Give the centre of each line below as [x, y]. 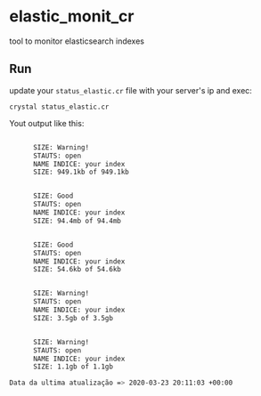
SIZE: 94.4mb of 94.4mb [77, 221]
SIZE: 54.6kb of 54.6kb [77, 270]
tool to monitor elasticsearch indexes [77, 41]
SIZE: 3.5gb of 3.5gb [73, 318]
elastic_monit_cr [72, 16]
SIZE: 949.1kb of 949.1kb [81, 172]
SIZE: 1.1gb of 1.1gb [73, 367]
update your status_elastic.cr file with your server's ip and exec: [130, 90]
